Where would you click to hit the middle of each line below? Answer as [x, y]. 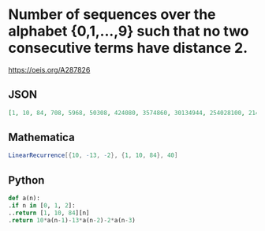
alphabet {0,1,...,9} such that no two [129, 31]
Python [26, 180]
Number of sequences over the [112, 15]
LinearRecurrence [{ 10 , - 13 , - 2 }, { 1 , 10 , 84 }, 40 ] [93, 155]
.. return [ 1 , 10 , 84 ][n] [49, 213]
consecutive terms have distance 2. [128, 48]
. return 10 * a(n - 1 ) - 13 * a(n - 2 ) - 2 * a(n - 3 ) [72, 220]
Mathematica [41, 138]
